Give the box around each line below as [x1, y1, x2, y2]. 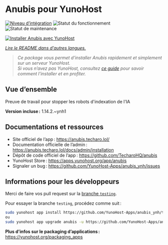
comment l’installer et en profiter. [17, 70, 86, 76]
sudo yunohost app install [5, 210, 61, 215]
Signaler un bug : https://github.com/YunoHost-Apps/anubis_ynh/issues [12, 163, 160, 169]
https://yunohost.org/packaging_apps [5, 234, 83, 239]
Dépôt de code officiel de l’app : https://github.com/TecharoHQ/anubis [12, 152, 157, 158]
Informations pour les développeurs [5, 177, 119, 186]
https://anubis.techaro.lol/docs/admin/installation [12, 147, 114, 153]
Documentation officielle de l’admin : [12, 142, 87, 148]
